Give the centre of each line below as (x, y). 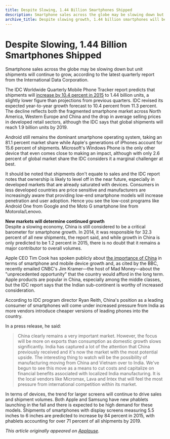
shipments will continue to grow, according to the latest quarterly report (80, 74)
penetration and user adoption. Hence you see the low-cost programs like (82, 201)
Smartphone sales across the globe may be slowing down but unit (74, 69)
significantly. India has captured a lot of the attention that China (84, 347)
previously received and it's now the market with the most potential (88, 352)
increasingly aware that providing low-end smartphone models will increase (84, 195)
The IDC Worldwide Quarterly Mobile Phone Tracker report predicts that (80, 90)
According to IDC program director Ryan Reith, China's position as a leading (84, 300)
